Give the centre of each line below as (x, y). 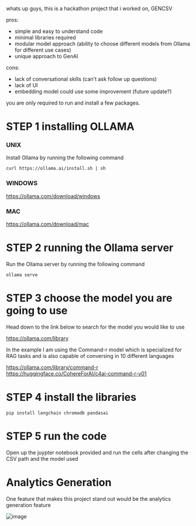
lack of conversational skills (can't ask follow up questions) (85, 79)
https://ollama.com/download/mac (48, 224)
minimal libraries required (45, 37)
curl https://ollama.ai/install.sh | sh (56, 169)
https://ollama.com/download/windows (53, 196)
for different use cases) (43, 50)
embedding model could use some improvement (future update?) (93, 91)
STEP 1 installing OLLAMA (70, 127)
